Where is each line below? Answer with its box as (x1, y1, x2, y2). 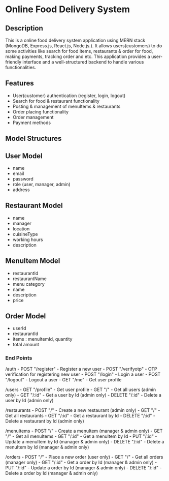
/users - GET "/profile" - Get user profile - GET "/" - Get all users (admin (5, 386, 156, 393)
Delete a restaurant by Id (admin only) (5, 418, 85, 424)
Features (5, 79, 34, 87)
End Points (5, 354, 32, 362)
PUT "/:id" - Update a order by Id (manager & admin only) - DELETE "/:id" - (5, 465, 162, 471)
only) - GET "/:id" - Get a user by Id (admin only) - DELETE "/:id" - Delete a (5, 392, 161, 398)
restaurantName (12, 276, 47, 282)
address (12, 187, 30, 193)
